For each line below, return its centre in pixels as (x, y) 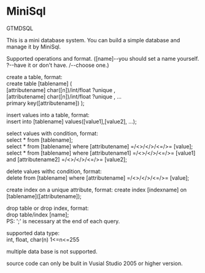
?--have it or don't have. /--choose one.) (58, 65)
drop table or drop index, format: (48, 208)
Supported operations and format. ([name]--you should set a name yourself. (103, 58)
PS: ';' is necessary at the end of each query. (63, 221)
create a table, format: (34, 77)
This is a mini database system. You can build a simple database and (93, 40)
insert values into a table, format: (48, 115)
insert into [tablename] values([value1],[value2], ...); (72, 121)
